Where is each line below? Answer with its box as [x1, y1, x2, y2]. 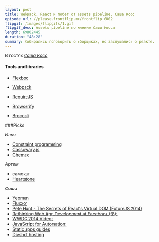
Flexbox [12, 75, 28, 81]
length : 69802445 [5, 30, 41, 35]
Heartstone [12, 176, 35, 182]
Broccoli [12, 112, 29, 118]
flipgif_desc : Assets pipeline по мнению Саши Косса [5, 26, 115, 30]
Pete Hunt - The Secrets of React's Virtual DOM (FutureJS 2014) [12, 205, 142, 211]
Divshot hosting [12, 231, 44, 237]
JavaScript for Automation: [12, 221, 67, 227]
